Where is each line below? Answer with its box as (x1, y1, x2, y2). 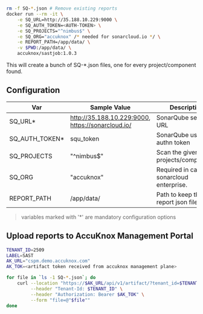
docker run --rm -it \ (6, 11, 63, 18)
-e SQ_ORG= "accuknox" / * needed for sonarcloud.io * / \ (17, 33, 161, 40)
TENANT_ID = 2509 (6, 247, 45, 253)
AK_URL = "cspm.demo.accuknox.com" (6, 258, 91, 264)
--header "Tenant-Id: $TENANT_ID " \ (30, 286, 123, 292)
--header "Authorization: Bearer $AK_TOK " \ (30, 291, 145, 298)
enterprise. (156, 181, 187, 189)
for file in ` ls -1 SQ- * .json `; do (6, 275, 96, 281)
